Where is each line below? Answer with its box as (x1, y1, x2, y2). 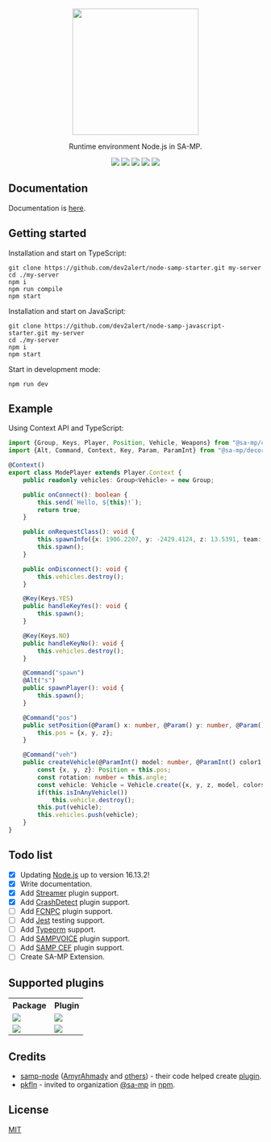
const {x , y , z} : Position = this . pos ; (37, 766, 172, 774)
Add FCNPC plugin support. (19, 907, 113, 916)
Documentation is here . (8, 203, 86, 213)
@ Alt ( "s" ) (23, 676, 56, 685)
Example (8, 402, 53, 416)
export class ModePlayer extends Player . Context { (8, 469, 182, 477)
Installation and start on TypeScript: (8, 247, 127, 258)
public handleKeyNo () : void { (23, 639, 125, 647)
